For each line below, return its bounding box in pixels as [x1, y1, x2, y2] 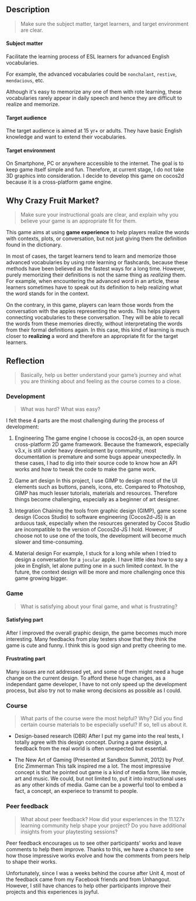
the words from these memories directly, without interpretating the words [6, 320, 183, 328]
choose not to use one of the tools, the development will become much [14, 532, 186, 539]
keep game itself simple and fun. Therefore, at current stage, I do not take [6, 166, 184, 173]
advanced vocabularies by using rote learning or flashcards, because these [6, 259, 188, 266]
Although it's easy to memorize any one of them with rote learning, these [6, 88, 182, 96]
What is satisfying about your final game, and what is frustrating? [20, 603, 178, 610]
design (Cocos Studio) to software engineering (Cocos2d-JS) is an [14, 514, 176, 521]
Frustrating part [6, 655, 46, 662]
